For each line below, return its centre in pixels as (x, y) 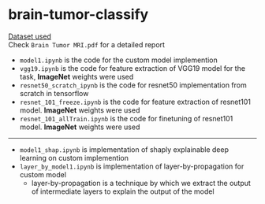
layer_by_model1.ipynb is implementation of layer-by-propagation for (132, 166)
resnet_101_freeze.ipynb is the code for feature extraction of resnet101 (135, 102)
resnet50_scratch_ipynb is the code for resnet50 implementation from (133, 85)
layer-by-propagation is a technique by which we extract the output (141, 183)
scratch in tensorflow (54, 93)
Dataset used (30, 36)
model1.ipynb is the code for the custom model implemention (119, 60)
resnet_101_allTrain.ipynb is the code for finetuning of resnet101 (126, 118)
